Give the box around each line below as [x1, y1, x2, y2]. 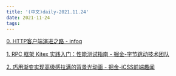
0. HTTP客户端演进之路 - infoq [6, 38, 83, 45]
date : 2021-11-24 [6, 15, 50, 21]
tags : [6, 20, 20, 26]
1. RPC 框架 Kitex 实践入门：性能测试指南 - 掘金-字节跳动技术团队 [6, 50, 170, 58]
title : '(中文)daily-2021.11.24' [6, 9, 89, 15]
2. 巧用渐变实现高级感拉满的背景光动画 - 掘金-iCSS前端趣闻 [6, 63, 155, 71]
